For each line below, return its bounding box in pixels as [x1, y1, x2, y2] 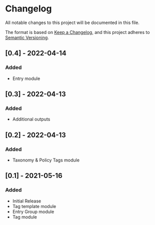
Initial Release [12, 198, 41, 204]
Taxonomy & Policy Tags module [12, 157, 80, 163]
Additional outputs [12, 116, 50, 122]
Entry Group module [12, 208, 54, 214]
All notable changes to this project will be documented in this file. [5, 19, 140, 25]
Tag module [12, 213, 37, 220]
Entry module [12, 75, 40, 81]
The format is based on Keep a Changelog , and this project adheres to [5, 29, 150, 35]
